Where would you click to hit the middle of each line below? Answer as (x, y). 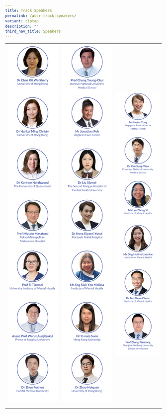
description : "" (22, 26)
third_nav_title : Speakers (33, 32)
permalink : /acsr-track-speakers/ (41, 16)
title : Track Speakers (29, 10)
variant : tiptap (22, 21)
